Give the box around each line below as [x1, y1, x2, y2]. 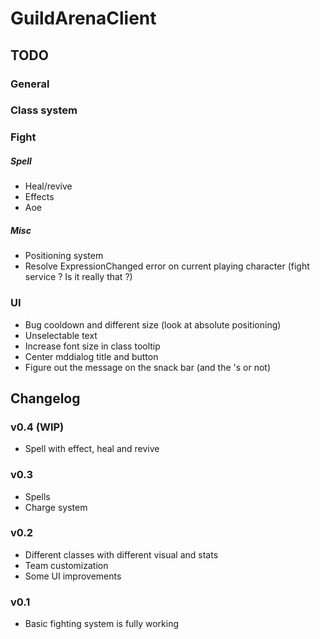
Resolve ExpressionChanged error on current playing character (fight [24, 260, 310, 272]
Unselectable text [24, 329, 98, 341]
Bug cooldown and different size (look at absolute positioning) [24, 318, 282, 331]
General [10, 77, 50, 91]
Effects [24, 191, 55, 203]
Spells [24, 490, 51, 502]
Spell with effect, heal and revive [24, 443, 160, 455]
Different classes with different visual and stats [24, 548, 219, 561]
